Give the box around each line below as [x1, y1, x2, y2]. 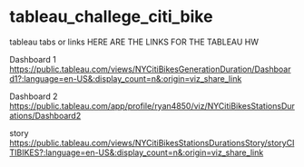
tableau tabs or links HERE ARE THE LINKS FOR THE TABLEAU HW [9, 36, 259, 47]
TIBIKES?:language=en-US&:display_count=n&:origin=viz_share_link [9, 147, 264, 158]
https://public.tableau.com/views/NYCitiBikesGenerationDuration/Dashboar [9, 64, 291, 74]
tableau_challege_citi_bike [9, 6, 213, 27]
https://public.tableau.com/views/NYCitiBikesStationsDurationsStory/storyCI [9, 137, 295, 148]
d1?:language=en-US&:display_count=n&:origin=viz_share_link [9, 73, 242, 83]
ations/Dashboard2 [9, 110, 82, 121]
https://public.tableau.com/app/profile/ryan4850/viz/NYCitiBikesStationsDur [9, 100, 295, 111]
